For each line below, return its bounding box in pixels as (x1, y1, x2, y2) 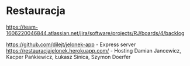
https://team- (6, 23, 38, 30)
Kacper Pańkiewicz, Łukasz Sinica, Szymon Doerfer (6, 53, 131, 60)
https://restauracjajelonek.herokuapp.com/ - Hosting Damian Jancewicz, (6, 47, 181, 54)
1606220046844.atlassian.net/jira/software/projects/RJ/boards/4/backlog (6, 29, 185, 36)
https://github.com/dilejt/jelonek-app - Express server (6, 41, 136, 48)
